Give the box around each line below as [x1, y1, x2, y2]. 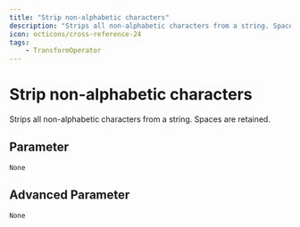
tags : [9, 37, 29, 47]
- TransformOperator [25, 46, 102, 55]
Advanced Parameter [9, 188, 130, 203]
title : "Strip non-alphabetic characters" [9, 12, 170, 22]
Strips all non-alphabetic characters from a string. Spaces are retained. [9, 114, 271, 125]
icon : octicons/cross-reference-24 [9, 29, 142, 38]
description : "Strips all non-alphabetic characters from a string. [9, 21, 270, 30]
